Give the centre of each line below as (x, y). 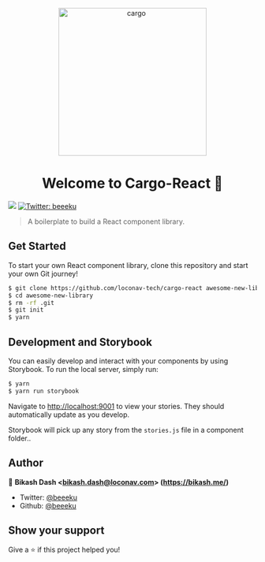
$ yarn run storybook (44, 391)
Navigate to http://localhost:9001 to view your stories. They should (116, 406)
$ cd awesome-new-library (50, 296)
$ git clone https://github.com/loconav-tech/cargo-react (105, 288)
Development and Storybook (80, 342)
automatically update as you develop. (69, 415)
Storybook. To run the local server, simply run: (84, 369)
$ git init (26, 310)
